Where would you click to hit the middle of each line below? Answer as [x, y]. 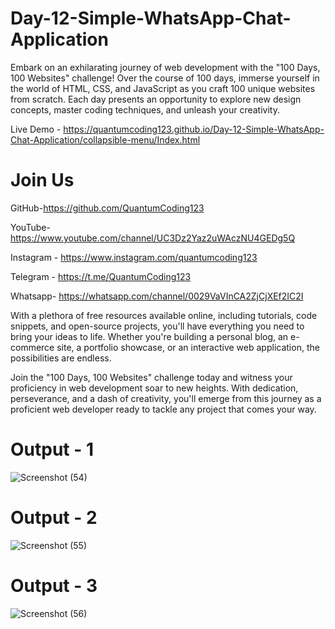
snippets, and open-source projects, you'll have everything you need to [157, 326]
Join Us [42, 180]
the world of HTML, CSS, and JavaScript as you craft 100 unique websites [163, 88]
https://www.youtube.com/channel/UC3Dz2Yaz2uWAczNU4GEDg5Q [153, 238]
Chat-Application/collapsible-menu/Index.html [105, 139]
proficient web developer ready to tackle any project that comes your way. [163, 409]
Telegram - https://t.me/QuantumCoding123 [101, 276]
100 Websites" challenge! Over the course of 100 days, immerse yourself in [165, 78]
